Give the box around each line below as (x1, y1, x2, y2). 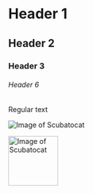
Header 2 (8, 37, 56, 50)
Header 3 (8, 60, 45, 72)
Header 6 (8, 80, 40, 90)
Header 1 (8, 5, 68, 23)
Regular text (8, 104, 48, 114)
